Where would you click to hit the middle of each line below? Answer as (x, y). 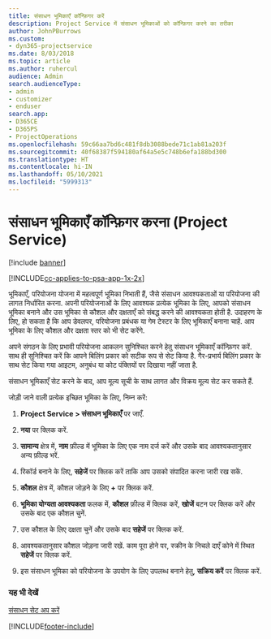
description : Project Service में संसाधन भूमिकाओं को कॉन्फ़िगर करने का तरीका (121, 24)
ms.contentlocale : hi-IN (50, 167)
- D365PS (23, 129)
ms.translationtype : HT (49, 159)
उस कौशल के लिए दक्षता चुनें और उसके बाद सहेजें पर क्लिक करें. (102, 529)
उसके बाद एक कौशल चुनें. (53, 513)
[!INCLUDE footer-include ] (52, 627)
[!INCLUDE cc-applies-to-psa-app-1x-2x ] (77, 278)
